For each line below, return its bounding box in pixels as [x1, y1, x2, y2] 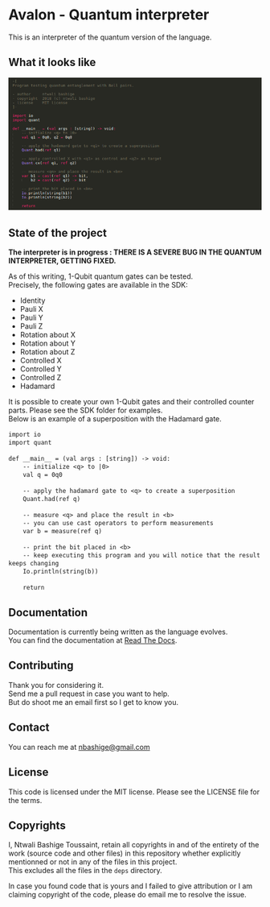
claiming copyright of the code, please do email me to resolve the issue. [8, 890, 247, 900]
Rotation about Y [19, 338, 76, 348]
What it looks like [8, 56, 96, 69]
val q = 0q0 [22, 471, 63, 479]
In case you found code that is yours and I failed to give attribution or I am [8, 881, 253, 891]
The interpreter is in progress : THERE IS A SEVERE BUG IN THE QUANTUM [8, 247, 262, 257]
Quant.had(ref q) [22, 495, 81, 503]
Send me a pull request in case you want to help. [8, 689, 170, 698]
